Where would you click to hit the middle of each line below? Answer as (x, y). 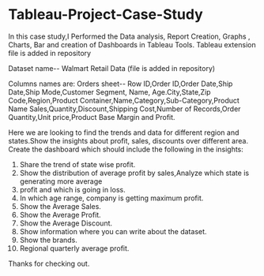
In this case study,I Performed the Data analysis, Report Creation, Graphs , (129, 36)
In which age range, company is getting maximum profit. (111, 198)
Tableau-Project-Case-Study (106, 15)
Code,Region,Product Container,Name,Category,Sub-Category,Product (124, 100)
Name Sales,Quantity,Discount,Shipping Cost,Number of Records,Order (124, 109)
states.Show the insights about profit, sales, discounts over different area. (128, 140)
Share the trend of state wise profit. (77, 164)
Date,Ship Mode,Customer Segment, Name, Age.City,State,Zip (109, 91)
